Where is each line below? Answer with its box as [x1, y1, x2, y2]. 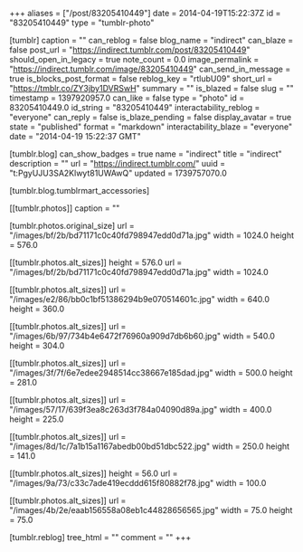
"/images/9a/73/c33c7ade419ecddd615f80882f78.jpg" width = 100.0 [9, 478, 267, 488]
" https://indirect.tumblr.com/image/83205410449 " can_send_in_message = [9, 63, 291, 74]
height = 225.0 [9, 414, 64, 424]
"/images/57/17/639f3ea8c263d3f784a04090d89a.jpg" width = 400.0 [9, 404, 272, 414]
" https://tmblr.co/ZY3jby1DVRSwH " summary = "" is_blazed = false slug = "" [9, 83, 294, 93]
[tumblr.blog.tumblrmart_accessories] [9, 186, 150, 195]
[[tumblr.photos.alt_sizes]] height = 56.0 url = [9, 468, 178, 479]
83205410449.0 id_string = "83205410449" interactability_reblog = [9, 102, 260, 112]
